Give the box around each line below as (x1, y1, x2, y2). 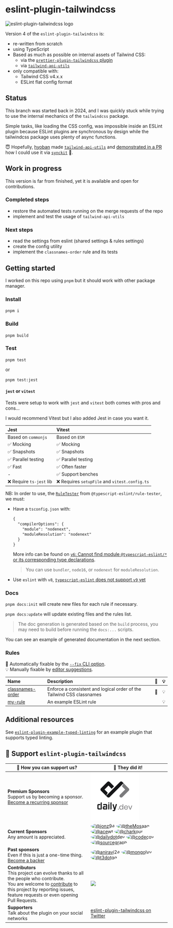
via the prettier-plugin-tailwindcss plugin (20, 57, 113, 63)
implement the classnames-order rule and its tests (12, 249, 118, 255)
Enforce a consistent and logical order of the (47, 686, 142, 692)
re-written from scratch (12, 40, 63, 47)
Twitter (90, 913, 106, 919)
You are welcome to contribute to (7, 881, 78, 887)
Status (5, 94, 27, 102)
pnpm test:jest (5, 377, 38, 382)
